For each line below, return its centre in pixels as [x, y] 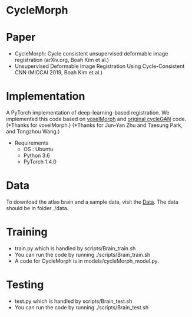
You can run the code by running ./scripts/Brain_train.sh [82, 254]
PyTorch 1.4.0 [40, 162]
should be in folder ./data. [37, 208]
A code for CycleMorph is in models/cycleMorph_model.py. [87, 261]
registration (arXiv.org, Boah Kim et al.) [62, 60]
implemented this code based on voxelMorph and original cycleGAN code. [96, 119]
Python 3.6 [37, 156]
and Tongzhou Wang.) [33, 132]
